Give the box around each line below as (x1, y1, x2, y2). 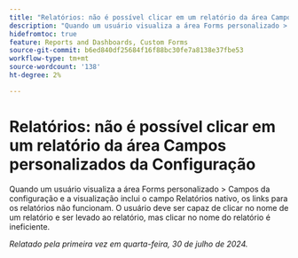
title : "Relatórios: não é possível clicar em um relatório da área (9, 12, 268, 22)
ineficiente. (9, 221, 51, 231)
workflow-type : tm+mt (9, 54, 90, 63)
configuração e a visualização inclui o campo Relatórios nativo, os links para (9, 192, 288, 204)
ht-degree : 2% (9, 71, 62, 80)
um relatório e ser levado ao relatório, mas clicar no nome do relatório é (9, 212, 271, 223)
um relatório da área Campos (9, 135, 227, 155)
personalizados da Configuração (9, 154, 256, 174)
